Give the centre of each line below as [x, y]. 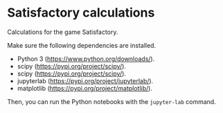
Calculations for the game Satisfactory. [63, 32]
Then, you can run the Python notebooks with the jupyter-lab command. [111, 101]
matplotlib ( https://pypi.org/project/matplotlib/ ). [84, 88]
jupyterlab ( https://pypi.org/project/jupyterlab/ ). [85, 80]
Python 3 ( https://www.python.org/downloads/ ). [86, 59]
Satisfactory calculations [81, 13]
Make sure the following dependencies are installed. [82, 45]
